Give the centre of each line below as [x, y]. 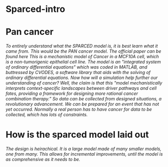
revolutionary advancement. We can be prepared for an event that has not [82, 104]
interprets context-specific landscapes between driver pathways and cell [81, 88]
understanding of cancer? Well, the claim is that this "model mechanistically [84, 83]
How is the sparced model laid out [77, 135]
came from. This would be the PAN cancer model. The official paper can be [84, 51]
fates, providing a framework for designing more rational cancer [72, 93]
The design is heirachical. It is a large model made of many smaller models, [84, 149]
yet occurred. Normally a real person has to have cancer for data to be [79, 109]
